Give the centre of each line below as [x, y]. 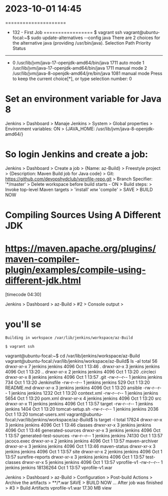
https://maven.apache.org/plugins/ [80, 249]
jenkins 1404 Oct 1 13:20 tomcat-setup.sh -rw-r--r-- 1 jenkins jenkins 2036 [82, 409]
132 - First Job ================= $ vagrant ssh [67, 32]
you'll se [23, 324]
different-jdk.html [43, 281]
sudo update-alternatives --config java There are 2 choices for [95, 38]
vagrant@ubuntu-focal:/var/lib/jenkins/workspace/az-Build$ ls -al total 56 [81, 361]
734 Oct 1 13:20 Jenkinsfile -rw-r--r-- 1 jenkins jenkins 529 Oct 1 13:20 [77, 382]
